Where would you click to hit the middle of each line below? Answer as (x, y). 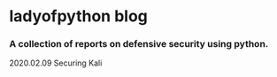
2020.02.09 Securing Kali (56, 63)
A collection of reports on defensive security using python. (139, 44)
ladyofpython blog (79, 16)
